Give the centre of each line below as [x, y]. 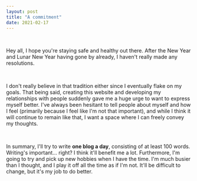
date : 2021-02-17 [27, 22]
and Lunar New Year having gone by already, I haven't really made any [92, 57]
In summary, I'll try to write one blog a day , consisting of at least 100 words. [98, 147]
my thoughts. [22, 124]
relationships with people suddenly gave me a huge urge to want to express [98, 98]
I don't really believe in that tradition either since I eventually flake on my [94, 86]
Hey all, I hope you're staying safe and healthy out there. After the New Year [98, 51]
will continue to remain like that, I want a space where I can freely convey [95, 117]
